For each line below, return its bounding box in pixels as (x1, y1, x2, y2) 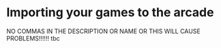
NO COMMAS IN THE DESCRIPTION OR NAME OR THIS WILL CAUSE (6, 27, 201, 35)
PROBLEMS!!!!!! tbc (6, 34, 61, 42)
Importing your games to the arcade (6, 5, 214, 20)
